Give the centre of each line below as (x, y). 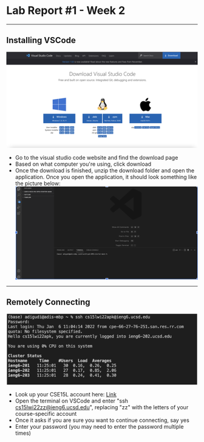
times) (23, 433)
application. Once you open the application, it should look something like (106, 177)
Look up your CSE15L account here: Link (66, 394)
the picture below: (38, 183)
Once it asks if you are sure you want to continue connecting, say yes (102, 420)
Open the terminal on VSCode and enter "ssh (72, 401)
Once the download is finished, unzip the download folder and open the (105, 170)
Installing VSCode (41, 40)
